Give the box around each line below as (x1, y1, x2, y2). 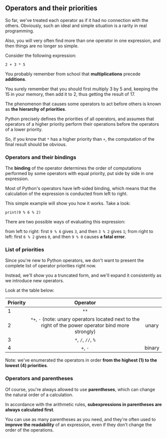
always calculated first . (5, 407, 55, 413)
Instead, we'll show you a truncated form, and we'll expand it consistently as (5, 272, 162, 278)
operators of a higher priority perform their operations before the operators (5, 121, 159, 127)
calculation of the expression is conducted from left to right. (5, 191, 128, 197)
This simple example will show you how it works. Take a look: (5, 201, 131, 207)
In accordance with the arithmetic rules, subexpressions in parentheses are (5, 401, 162, 407)
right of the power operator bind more (41, 322, 129, 329)
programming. (5, 27, 34, 34)
